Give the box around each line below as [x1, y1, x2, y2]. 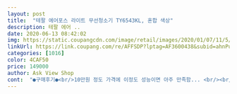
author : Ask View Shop [7, 69, 74, 76]
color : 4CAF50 [7, 57, 49, 64]
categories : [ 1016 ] [7, 50, 65, 57]
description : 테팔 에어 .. [7, 23, 81, 30]
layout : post [7, 10, 46, 18]
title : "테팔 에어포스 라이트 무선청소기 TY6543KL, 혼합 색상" [7, 17, 174, 24]
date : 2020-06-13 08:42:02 [7, 30, 87, 37]
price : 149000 [7, 63, 49, 70]
